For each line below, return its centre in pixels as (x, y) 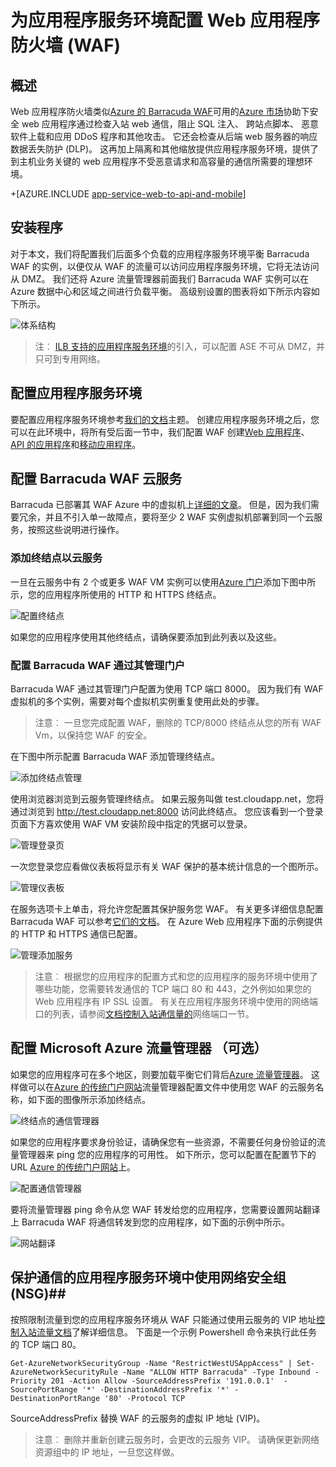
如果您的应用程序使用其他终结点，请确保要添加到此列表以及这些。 (146, 637)
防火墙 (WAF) (66, 45)
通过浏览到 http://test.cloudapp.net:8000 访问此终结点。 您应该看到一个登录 (167, 812)
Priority (28, 1381)
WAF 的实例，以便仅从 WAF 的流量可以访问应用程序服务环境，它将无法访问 (165, 266)
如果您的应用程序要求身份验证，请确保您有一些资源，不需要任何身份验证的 (163, 1142)
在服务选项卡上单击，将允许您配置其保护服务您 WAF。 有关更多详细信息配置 (167, 909)
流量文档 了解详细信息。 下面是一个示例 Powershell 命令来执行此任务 (177, 1332)
